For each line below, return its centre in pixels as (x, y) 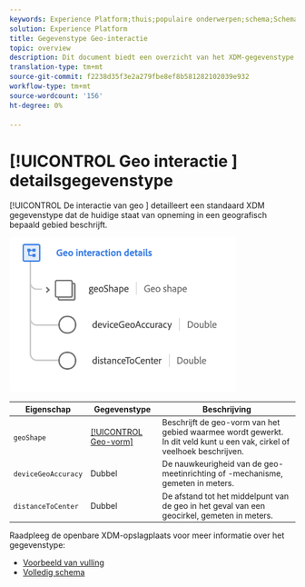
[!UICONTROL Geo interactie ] (123, 161)
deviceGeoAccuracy (48, 474)
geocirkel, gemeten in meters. (218, 515)
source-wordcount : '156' (56, 95)
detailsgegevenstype (92, 180)
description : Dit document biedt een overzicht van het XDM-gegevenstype (152, 58)
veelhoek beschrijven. (203, 452)
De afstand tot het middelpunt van (226, 496)
